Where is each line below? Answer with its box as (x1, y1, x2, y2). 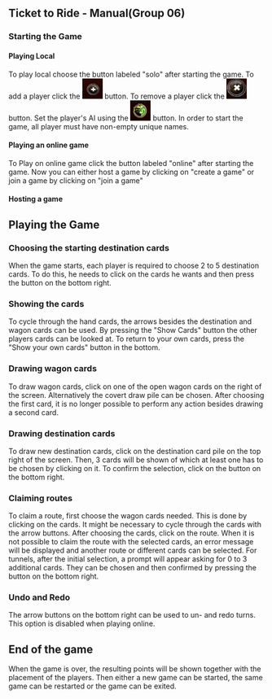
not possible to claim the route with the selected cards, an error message (8, 537, 254, 547)
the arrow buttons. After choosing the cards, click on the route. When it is (8, 528, 255, 538)
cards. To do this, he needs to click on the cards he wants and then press (8, 269, 255, 279)
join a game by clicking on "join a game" (8, 175, 144, 186)
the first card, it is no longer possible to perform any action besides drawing (8, 399, 263, 408)
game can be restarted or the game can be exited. (8, 681, 177, 691)
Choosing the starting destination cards (8, 242, 169, 253)
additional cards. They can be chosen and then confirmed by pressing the (8, 563, 257, 573)
